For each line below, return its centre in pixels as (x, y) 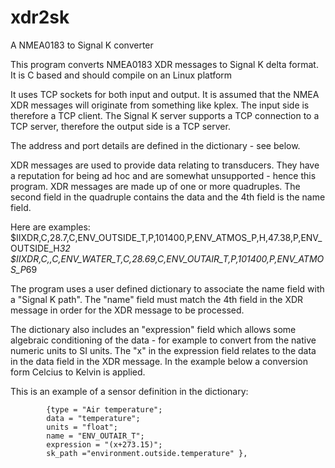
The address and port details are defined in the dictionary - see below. (155, 145)
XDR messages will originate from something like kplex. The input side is (160, 105)
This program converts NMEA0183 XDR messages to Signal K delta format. (164, 64)
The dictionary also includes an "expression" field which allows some (153, 329)
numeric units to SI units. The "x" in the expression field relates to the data (163, 350)
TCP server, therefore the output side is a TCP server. (120, 126)
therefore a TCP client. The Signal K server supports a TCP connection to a (165, 115)
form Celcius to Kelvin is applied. (78, 372)
